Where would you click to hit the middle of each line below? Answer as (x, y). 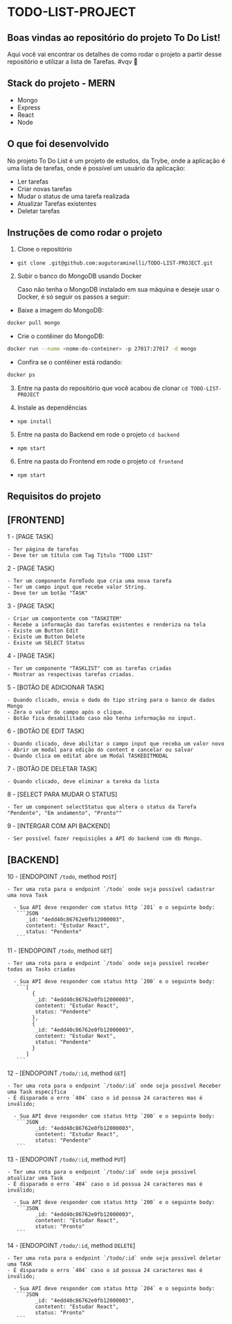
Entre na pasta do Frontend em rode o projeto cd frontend (100, 461)
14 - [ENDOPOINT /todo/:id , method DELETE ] (71, 1246)
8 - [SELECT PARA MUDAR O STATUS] (62, 795)
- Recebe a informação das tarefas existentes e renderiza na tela (107, 625)
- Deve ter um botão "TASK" (48, 593)
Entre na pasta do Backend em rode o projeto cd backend (98, 434)
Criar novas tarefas (45, 188)
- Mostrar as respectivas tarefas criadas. (71, 675)
